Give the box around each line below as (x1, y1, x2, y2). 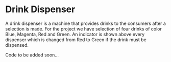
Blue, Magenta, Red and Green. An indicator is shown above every (5, 31, 145, 37)
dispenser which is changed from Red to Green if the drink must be (5, 37, 146, 43)
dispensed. (5, 42, 29, 48)
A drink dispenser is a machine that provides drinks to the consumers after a (5, 20, 166, 26)
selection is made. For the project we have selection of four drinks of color (5, 25, 162, 32)
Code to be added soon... (5, 52, 59, 58)
